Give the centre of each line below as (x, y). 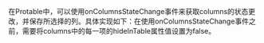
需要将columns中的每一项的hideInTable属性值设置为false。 (119, 31)
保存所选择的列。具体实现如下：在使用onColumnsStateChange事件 (139, 21)
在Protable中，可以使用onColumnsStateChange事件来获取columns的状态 (128, 11)
